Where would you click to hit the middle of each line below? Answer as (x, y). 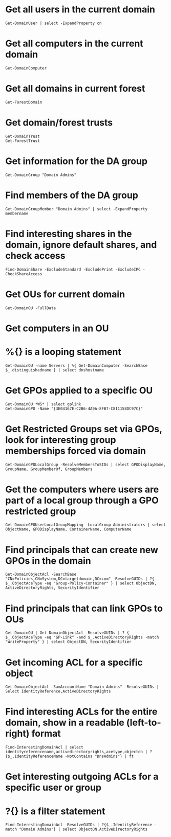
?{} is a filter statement (55, 811)
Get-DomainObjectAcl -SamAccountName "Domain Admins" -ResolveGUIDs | (82, 687)
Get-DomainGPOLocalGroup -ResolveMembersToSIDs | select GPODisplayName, (86, 465)
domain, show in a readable (65, 723)
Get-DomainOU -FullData (31, 308)
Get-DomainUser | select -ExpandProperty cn (54, 23)
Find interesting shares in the (69, 234)
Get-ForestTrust (23, 141)
